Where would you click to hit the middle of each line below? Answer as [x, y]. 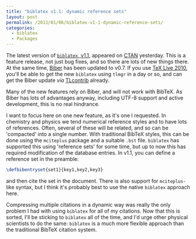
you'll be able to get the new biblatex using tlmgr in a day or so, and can [94, 74]
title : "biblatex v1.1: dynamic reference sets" [66, 11]
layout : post [22, 17]
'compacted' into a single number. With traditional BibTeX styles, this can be [98, 134]
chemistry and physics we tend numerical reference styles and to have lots [97, 122]
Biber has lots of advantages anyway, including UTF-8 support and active [95, 98]
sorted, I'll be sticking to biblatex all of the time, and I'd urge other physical [97, 217]
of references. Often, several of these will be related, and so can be [87, 128]
